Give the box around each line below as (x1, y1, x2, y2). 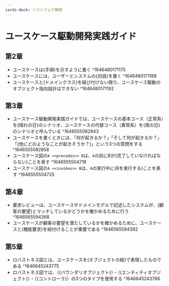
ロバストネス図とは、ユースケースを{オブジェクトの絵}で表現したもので (12, 257, 162, 263)
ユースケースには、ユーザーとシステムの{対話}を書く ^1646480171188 (12, 73, 157, 79)
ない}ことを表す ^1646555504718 (17, 159, 87, 165)
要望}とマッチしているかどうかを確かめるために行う (21, 208, 129, 214)
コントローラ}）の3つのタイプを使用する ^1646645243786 (38, 275, 160, 282)
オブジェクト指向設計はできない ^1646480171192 (12, 85, 114, 91)
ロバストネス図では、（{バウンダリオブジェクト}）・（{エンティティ (12, 269, 148, 275)
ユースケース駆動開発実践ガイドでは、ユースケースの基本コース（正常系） (12, 116, 164, 122)
